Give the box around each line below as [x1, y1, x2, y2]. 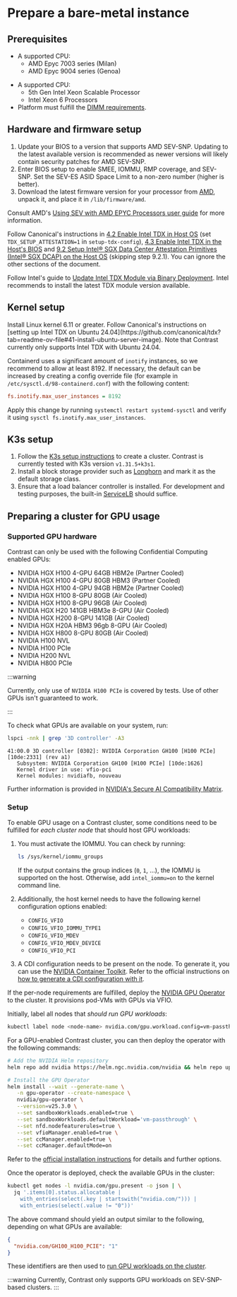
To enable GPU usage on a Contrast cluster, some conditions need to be [7, 818, 217, 827]
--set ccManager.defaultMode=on [16, 1142, 112, 1149]
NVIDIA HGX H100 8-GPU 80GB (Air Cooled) [17, 592, 147, 599]
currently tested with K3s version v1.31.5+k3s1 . [17, 459, 156, 468]
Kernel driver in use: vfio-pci [16, 765, 112, 773]
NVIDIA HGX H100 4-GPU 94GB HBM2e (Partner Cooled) [17, 584, 185, 592]
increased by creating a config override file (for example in [7, 371, 178, 380]
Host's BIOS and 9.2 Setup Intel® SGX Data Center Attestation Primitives [7, 245, 217, 253]
